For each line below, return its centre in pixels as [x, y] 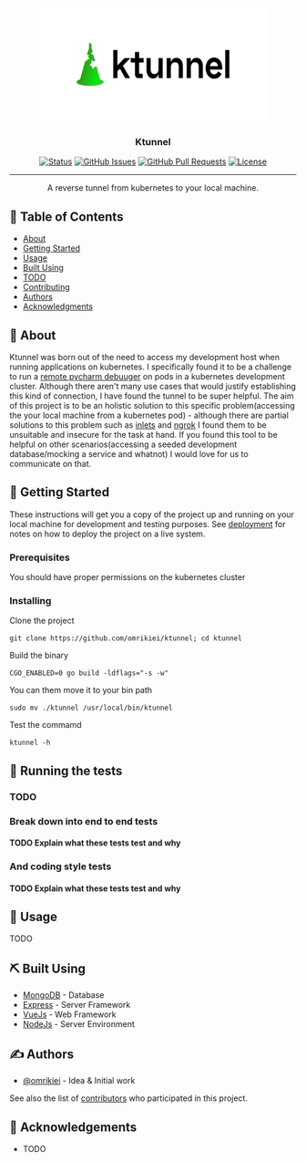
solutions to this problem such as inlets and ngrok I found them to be [138, 425]
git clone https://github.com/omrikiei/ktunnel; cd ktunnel [126, 638]
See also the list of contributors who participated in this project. [129, 1098]
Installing [31, 600]
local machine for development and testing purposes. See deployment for [148, 524]
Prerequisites [40, 557]
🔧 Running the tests [66, 770]
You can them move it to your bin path [81, 690]
